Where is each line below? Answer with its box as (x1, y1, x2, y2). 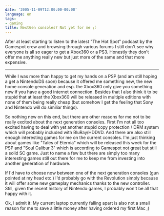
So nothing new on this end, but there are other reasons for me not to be (5, 114, 151, 120)
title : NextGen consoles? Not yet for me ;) (5, 25, 97, 30)
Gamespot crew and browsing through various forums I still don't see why (5, 44, 154, 50)
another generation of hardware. (5, 160, 71, 166)
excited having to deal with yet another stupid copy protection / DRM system (5, 124, 159, 130)
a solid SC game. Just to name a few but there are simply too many (5, 150, 140, 156)
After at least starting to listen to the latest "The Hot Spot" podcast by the (5, 39, 153, 44)
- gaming (5, 20, 23, 26)
